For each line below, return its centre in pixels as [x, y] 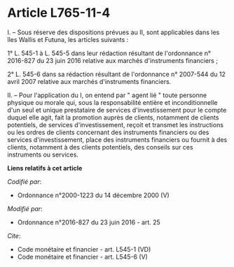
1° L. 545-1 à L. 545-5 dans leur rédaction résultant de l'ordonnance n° [109, 53]
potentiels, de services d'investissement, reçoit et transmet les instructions [116, 124]
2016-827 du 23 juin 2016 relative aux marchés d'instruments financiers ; [113, 60]
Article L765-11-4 [59, 13]
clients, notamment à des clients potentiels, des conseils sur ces [101, 147]
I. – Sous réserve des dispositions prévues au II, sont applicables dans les [113, 32]
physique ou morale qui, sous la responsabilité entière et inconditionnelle [112, 102]
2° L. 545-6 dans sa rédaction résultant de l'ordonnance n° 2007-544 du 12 [117, 74]
